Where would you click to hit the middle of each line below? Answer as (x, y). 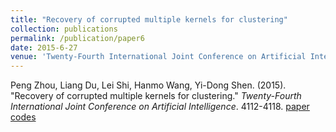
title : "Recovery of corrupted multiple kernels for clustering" (149, 19)
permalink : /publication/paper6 (77, 38)
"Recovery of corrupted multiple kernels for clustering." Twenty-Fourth (156, 96)
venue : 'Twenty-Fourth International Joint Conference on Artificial (158, 57)
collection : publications (64, 29)
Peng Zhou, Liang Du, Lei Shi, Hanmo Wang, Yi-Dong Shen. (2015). (148, 85)
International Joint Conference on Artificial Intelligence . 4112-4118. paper (160, 107)
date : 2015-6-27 (44, 47)
